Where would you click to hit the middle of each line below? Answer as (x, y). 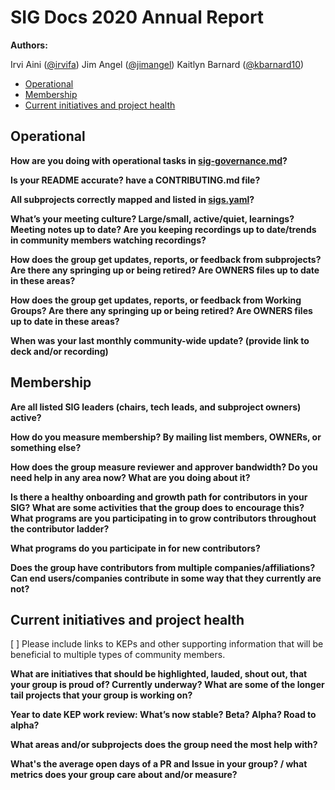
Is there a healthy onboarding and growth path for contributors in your (159, 497)
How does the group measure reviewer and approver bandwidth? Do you (164, 467)
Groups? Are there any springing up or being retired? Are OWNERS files (161, 310)
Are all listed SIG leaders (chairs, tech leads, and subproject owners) (156, 407)
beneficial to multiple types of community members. (118, 655)
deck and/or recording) (59, 351)
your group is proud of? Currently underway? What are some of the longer (167, 685)
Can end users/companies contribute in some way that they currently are (166, 578)
